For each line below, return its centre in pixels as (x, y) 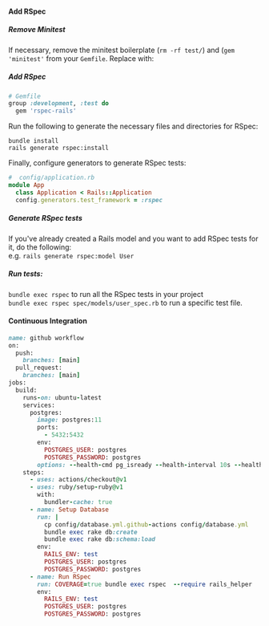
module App (26, 185)
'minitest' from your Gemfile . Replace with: (81, 58)
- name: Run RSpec (60, 577)
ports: (48, 428)
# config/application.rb (51, 178)
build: (26, 390)
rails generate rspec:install (59, 148)
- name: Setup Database (69, 510)
